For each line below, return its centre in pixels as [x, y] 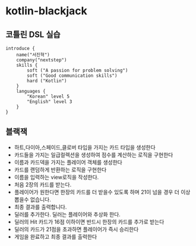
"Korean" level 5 [48, 96]
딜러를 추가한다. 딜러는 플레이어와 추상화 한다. [67, 214]
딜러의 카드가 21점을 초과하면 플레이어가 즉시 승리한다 [76, 229]
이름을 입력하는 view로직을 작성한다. [56, 177]
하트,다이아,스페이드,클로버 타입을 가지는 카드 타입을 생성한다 [85, 147]
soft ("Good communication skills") [72, 76]
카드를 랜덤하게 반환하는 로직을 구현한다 [60, 169]
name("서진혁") [33, 55]
